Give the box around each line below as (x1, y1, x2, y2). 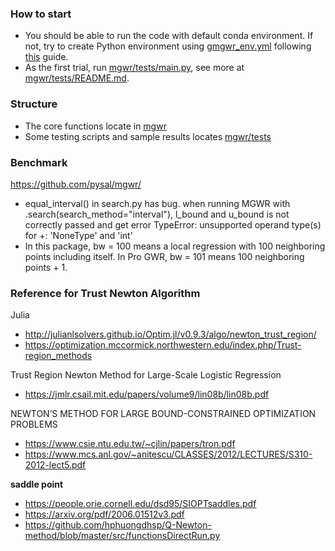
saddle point (10, 478, 64, 491)
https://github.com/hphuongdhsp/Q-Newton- (24, 519, 212, 531)
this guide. (24, 51, 69, 63)
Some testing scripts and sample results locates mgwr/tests (24, 130, 272, 142)
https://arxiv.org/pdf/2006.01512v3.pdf (24, 508, 185, 521)
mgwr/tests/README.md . (24, 72, 130, 84)
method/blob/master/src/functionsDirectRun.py (24, 530, 221, 542)
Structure (10, 97, 58, 111)
